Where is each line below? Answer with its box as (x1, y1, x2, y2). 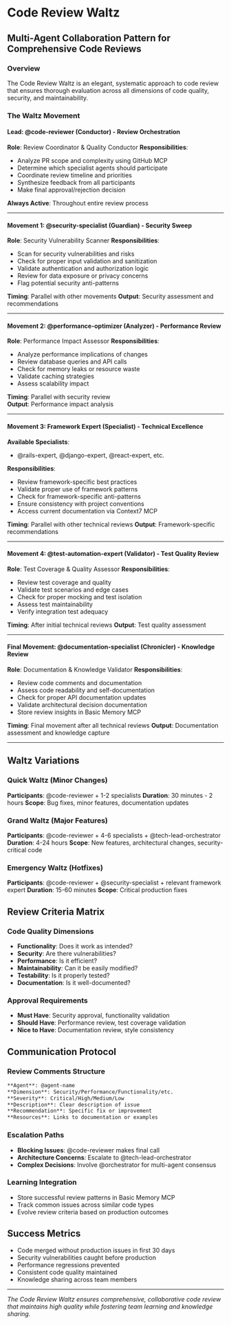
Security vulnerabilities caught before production (16, 1253, 157, 1262)
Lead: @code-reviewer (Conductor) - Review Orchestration (7, 128, 181, 136)
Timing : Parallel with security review (7, 393, 111, 401)
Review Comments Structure (7, 1067, 105, 1076)
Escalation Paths (7, 1131, 65, 1140)
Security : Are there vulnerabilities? (16, 949, 117, 957)
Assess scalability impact (16, 379, 89, 388)
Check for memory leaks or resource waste (16, 365, 140, 373)
